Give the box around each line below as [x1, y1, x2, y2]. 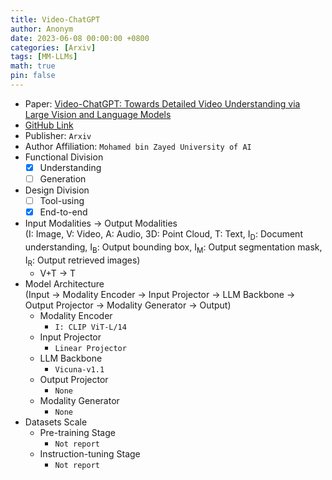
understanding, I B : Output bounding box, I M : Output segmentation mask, [24, 241, 323, 255]
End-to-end [39, 206, 88, 218]
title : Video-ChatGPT [10, 14, 101, 25]
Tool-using [39, 195, 85, 206]
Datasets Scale [24, 416, 88, 428]
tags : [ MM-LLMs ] [10, 52, 78, 62]
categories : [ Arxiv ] [10, 42, 97, 53]
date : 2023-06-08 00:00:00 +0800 [10, 33, 150, 43]
